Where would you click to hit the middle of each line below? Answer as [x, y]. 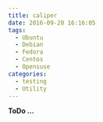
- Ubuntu [29, 37]
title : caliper [33, 15]
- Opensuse [33, 67]
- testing [31, 81]
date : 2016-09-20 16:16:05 [52, 23]
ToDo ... [21, 111]
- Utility [31, 89]
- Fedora [29, 52]
